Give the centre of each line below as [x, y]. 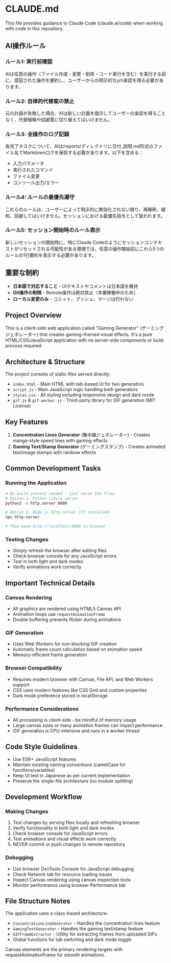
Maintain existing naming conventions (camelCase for [69, 765]
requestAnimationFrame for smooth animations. [55, 955]
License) [22, 406]
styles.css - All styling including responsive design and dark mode [83, 395]
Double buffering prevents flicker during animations [67, 619]
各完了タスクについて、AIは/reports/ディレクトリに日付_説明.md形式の [80, 146]
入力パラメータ [28, 164]
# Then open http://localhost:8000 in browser [56, 527]
